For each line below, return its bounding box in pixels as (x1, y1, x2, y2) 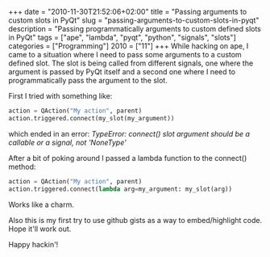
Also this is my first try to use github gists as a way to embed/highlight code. (8, 215, 263, 225)
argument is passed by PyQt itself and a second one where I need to (8, 67, 236, 76)
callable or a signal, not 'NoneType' (8, 137, 127, 147)
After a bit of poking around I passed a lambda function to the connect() (8, 153, 247, 162)
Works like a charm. (8, 200, 74, 209)
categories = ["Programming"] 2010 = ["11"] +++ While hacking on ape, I (8, 41, 249, 51)
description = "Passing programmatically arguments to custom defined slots (8, 24, 262, 33)
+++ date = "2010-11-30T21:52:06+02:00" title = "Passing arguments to (8, 7, 247, 16)
